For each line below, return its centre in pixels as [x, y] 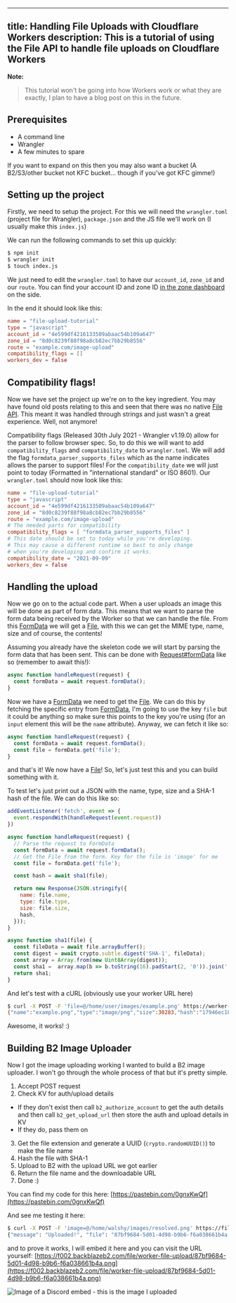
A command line [41, 136]
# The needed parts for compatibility [64, 526]
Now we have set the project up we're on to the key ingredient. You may [112, 399]
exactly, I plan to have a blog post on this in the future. [103, 97]
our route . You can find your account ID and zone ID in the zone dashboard [116, 287]
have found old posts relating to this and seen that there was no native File [115, 406]
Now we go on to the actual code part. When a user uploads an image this [114, 604]
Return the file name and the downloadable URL [87, 1173]
